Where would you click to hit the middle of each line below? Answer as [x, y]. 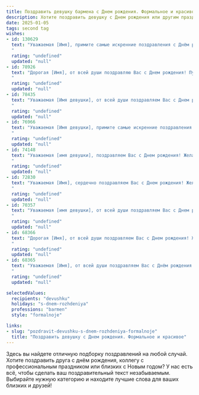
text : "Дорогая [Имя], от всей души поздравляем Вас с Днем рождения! [100, 238]
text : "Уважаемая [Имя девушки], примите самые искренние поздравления [102, 128]
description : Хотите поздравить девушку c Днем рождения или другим [92, 17]
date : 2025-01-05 [28, 23]
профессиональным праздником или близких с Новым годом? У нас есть [99, 366]
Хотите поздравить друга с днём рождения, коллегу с [75, 360]
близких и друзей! [29, 385]
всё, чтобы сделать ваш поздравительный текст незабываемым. [88, 372]
